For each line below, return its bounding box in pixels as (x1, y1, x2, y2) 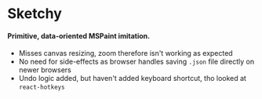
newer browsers (18, 65, 71, 75)
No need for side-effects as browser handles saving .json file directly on (18, 57, 255, 67)
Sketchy (7, 5, 62, 23)
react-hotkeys (18, 83, 65, 91)
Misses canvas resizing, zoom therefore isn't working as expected (18, 49, 233, 58)
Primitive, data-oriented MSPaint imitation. (7, 31, 151, 40)
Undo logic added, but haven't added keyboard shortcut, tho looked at (18, 74, 246, 83)
